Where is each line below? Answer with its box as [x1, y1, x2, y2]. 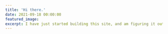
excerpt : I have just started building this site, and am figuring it [5, 21, 155, 26]
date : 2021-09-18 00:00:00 [5, 12, 61, 17]
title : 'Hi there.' [5, 7, 46, 12]
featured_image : [5, 16, 39, 21]
